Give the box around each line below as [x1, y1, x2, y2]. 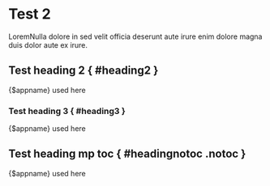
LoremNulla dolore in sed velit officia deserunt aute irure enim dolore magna [8, 32, 263, 41]
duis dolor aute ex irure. [8, 40, 88, 49]
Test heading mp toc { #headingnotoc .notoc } [8, 147, 246, 161]
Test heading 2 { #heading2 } [8, 64, 159, 78]
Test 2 [8, 5, 51, 23]
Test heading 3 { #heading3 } [8, 105, 126, 116]
